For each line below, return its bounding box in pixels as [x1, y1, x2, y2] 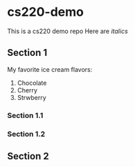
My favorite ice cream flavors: [7, 65, 93, 73]
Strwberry [17, 93, 46, 101]
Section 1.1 [7, 110, 44, 120]
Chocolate [17, 79, 47, 87]
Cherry [17, 86, 38, 94]
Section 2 [7, 150, 50, 162]
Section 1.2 [7, 129, 46, 139]
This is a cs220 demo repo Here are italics [7, 27, 128, 35]
